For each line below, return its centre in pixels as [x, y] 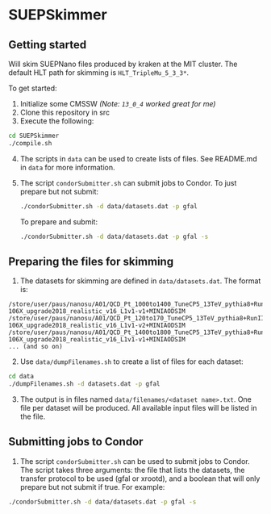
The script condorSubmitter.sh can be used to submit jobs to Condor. [135, 461]
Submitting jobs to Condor [76, 442]
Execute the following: [57, 121]
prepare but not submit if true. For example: [92, 487]
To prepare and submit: [59, 221]
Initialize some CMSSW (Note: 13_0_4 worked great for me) [118, 104]
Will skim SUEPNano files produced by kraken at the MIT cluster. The [123, 64]
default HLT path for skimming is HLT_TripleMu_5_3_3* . [99, 73]
